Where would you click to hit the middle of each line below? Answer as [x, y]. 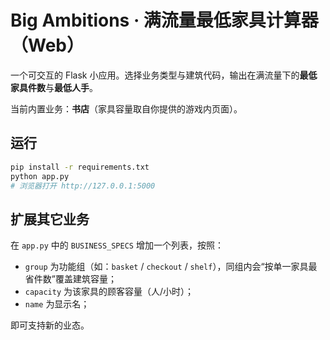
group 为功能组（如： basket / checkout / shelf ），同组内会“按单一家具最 [171, 267]
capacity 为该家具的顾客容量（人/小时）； [109, 292]
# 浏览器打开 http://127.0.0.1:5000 [83, 186]
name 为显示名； [57, 304]
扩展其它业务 [50, 219]
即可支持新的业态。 [50, 325]
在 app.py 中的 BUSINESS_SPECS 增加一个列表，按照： [117, 245]
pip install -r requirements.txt [80, 167]
